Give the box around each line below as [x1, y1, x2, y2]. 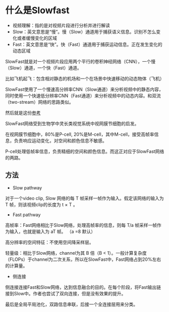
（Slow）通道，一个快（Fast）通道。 [5, 64, 82, 71]
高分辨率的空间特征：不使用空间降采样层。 [5, 239, 94, 245]
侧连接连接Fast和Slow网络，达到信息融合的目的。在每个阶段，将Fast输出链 [5, 284, 161, 290]
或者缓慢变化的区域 [17, 35, 57, 41]
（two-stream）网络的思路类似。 [5, 99, 74, 105]
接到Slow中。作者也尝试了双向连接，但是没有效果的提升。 [5, 290, 126, 296]
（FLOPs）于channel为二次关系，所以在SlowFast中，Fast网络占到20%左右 [5, 256, 161, 262]
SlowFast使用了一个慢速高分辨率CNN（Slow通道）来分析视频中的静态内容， [5, 86, 164, 92]
